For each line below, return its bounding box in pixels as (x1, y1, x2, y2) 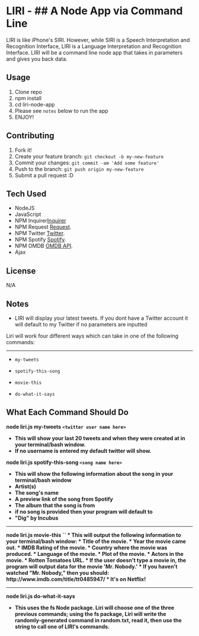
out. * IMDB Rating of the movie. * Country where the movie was (6, 544, 168, 551)
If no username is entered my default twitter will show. (14, 447, 152, 454)
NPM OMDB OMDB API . (14, 242, 73, 250)
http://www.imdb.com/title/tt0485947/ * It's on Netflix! (6, 575, 146, 583)
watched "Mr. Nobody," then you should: (6, 569, 110, 576)
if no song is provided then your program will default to (14, 508, 153, 515)
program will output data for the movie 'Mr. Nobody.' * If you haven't (6, 562, 178, 570)
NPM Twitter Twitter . (14, 230, 65, 237)
